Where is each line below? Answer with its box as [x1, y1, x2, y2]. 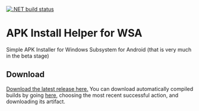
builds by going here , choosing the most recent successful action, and [6, 91, 179, 99]
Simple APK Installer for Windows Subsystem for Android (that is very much [6, 46, 192, 53]
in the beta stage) [6, 52, 49, 59]
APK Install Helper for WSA [6, 27, 143, 40]
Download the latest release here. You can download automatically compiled [6, 85, 194, 92]
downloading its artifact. [6, 98, 65, 105]
